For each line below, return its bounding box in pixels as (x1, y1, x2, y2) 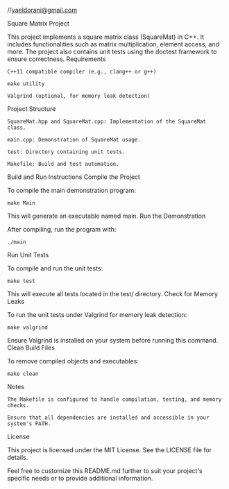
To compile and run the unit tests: (7, 264, 103, 273)
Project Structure (7, 105, 56, 113)
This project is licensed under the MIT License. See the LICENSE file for (7, 446, 212, 454)
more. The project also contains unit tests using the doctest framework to (7, 48, 217, 55)
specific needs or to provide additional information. (7, 474, 153, 482)
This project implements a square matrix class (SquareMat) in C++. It (7, 33, 205, 41)
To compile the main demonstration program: (7, 187, 137, 194)
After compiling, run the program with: (7, 225, 117, 233)
